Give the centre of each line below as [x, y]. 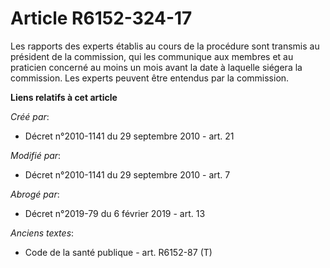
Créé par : [30, 116]
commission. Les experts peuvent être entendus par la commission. [150, 78]
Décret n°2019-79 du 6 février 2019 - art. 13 [115, 213]
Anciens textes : [42, 233]
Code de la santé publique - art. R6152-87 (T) [118, 252]
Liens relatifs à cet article [64, 97]
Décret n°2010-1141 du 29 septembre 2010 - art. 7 [127, 174]
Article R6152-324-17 [101, 18]
